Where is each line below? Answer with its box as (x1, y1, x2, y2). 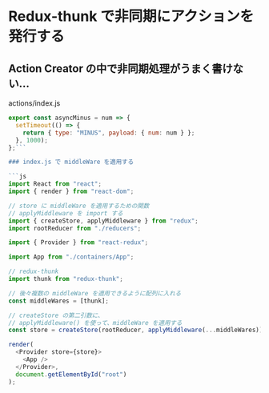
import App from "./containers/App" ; (8, 253, 134, 261)
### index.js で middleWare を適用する (8, 158, 134, 166)
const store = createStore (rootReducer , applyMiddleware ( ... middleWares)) (8, 326, 263, 335)
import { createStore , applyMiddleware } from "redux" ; (8, 217, 199, 225)
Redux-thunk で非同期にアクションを (8, 7, 255, 26)
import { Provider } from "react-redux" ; (8, 239, 149, 247)
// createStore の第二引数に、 (8, 311, 104, 319)
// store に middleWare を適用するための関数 (8, 202, 150, 210)
